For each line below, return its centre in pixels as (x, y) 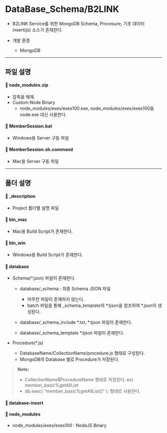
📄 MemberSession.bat (29, 126)
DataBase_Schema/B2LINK (62, 9)
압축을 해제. (24, 97)
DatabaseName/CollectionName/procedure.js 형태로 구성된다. (82, 353)
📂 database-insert (24, 403)
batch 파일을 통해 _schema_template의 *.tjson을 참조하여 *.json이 (92, 305)
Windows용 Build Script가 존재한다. (47, 255)
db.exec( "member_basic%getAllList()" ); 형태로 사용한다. (83, 391)
